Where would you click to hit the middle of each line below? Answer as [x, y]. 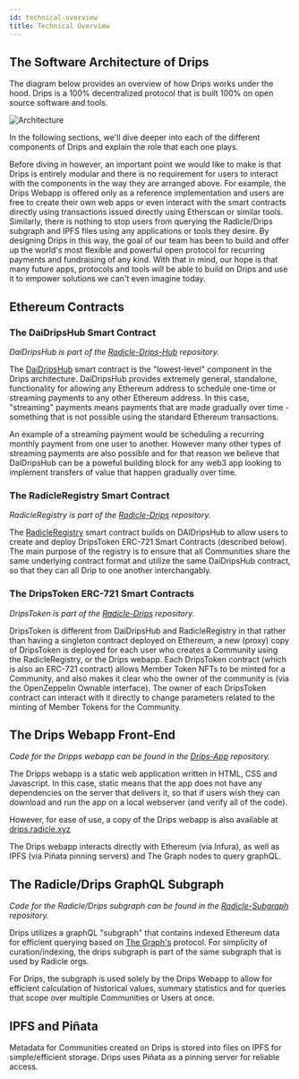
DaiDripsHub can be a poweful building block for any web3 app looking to [145, 463]
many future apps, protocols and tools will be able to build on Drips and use [149, 269]
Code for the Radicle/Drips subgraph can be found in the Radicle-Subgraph [149, 906]
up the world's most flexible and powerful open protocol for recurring [137, 250]
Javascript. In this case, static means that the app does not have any [136, 783]
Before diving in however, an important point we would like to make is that [145, 164]
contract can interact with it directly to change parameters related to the [142, 697]
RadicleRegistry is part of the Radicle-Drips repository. [110, 515]
